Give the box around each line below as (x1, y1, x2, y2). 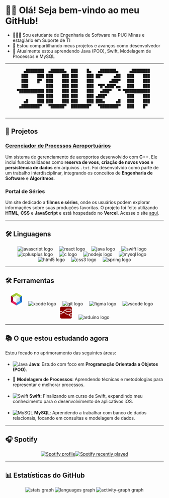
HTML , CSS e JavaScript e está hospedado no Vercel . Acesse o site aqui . (5, 210, 159, 216)
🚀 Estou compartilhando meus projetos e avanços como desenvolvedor (12, 42, 161, 48)
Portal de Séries (5, 188, 45, 195)
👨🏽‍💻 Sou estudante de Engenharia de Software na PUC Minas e (12, 32, 145, 38)
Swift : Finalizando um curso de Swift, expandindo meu (29, 393, 143, 399)
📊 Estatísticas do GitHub (5, 471, 85, 479)
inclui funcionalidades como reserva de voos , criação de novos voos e (5, 159, 153, 165)
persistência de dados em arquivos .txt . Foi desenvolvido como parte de (5, 164, 159, 170)
